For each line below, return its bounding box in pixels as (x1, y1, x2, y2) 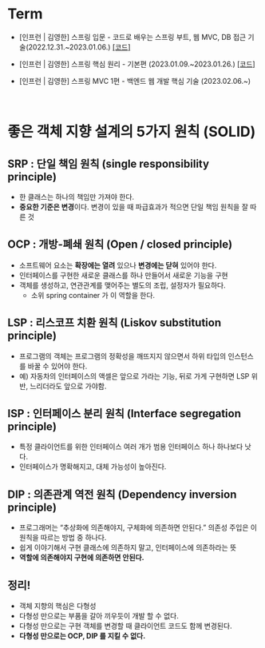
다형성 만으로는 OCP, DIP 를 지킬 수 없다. (18, 631, 146, 640)
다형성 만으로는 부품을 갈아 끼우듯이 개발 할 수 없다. (18, 611, 179, 620)
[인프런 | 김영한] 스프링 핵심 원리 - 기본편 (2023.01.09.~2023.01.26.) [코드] (18, 59, 256, 69)
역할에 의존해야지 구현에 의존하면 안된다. (18, 553, 144, 563)
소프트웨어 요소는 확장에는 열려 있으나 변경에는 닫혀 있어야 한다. (18, 260, 217, 270)
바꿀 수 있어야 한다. (27, 361, 88, 371)
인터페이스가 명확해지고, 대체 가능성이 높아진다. (18, 462, 167, 471)
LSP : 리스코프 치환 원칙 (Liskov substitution (7, 316, 222, 330)
